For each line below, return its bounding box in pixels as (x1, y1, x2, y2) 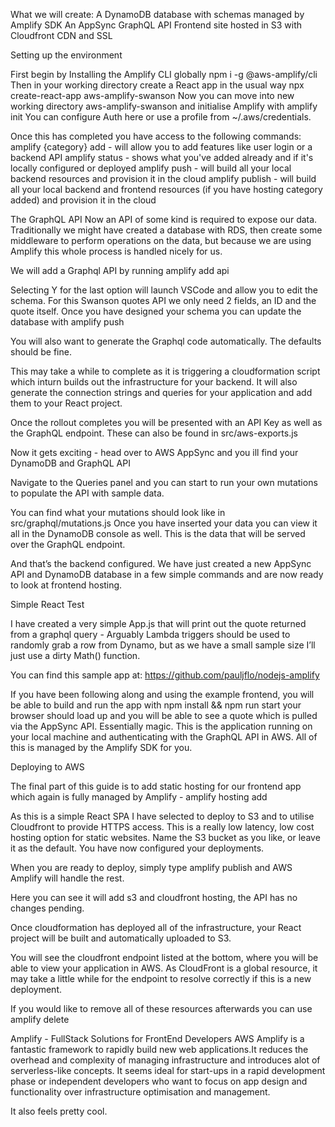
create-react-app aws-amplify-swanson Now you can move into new (10, 90, 295, 101)
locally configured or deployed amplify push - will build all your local (10, 162, 292, 174)
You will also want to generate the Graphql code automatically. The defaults (10, 335, 322, 347)
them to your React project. (10, 397, 123, 409)
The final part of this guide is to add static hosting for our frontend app (10, 780, 302, 792)
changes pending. (10, 902, 85, 914)
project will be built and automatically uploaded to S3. (10, 932, 232, 944)
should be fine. (10, 346, 72, 358)
